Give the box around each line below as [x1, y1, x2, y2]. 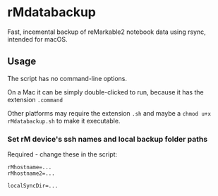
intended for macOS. [7, 35, 68, 43]
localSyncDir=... [7, 183, 59, 190]
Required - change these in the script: [7, 150, 118, 159]
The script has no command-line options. [7, 74, 128, 82]
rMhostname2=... [7, 170, 55, 177]
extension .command [7, 95, 63, 104]
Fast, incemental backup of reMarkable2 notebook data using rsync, [7, 27, 206, 36]
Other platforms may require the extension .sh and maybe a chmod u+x [7, 109, 212, 117]
